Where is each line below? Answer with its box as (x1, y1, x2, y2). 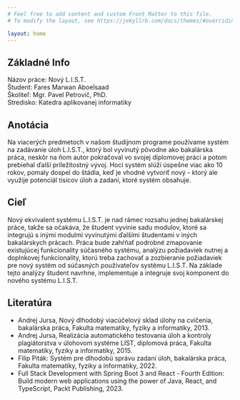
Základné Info (7, 56, 70, 69)
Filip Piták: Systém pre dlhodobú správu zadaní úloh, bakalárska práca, (17, 354, 227, 362)
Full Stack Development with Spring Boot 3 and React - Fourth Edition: (17, 369, 225, 377)
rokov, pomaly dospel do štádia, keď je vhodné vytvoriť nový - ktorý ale (7, 169, 218, 176)
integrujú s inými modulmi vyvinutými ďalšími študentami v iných (7, 230, 198, 239)
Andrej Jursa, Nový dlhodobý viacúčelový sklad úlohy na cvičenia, (17, 316, 213, 324)
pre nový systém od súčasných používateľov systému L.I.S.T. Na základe (7, 261, 223, 269)
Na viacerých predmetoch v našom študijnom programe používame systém (7, 138, 229, 146)
